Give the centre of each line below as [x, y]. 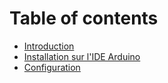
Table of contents [84, 18]
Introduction [49, 46]
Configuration [52, 67]
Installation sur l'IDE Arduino [82, 56]
